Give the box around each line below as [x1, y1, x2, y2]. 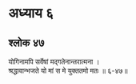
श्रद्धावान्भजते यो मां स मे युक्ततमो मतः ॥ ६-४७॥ [8, 66, 128, 75]
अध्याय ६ [8, 4, 54, 22]
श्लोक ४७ [8, 36, 46, 49]
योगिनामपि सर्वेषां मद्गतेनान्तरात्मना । [8, 57, 100, 67]
